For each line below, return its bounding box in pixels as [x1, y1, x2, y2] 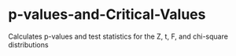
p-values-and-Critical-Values [8, 6, 206, 24]
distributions [8, 39, 49, 49]
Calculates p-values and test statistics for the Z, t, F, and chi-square [8, 32, 228, 41]
